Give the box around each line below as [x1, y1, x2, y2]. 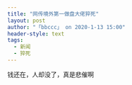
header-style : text [7, 30, 65, 38]
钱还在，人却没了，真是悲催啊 [7, 70, 94, 79]
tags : [7, 37, 23, 44]
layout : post [7, 17, 46, 24]
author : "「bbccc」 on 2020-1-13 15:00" [7, 23, 126, 30]
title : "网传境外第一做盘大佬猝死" [7, 10, 100, 18]
